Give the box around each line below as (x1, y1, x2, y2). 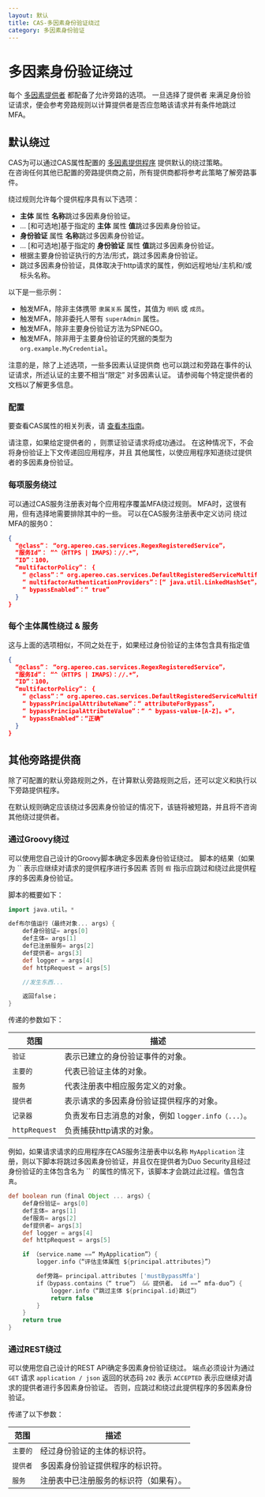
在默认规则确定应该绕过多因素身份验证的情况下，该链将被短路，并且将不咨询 (8, 803, 257, 812)
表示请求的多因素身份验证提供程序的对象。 (64, 1096, 223, 1107)
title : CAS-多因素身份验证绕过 (8, 19, 100, 27)
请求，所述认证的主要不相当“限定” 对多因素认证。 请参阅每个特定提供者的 (14, 370, 254, 380)
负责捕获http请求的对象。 (64, 1125, 159, 1136)
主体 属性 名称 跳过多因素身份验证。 (19, 211, 135, 221)
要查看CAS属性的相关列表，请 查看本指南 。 (8, 421, 149, 431)
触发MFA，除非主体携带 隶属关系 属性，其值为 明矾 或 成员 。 (19, 304, 209, 314)
